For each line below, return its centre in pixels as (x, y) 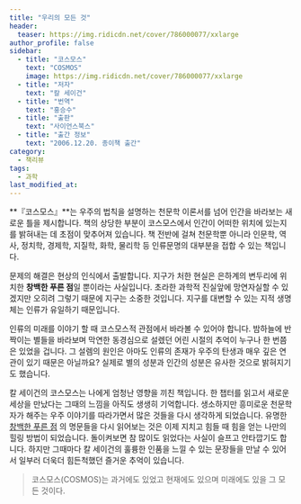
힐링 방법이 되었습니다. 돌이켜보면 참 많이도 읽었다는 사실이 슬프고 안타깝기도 (144, 438)
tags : (19, 168)
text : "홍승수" (51, 110)
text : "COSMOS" (54, 68)
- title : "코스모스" (52, 59)
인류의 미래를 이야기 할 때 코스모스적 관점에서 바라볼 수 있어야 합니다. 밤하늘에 (146, 328)
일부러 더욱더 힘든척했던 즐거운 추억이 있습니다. (102, 461)
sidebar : (26, 51)
